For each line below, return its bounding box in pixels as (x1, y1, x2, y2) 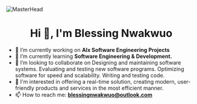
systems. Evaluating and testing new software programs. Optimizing (14, 65, 184, 72)
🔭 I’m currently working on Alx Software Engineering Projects (14, 46, 170, 53)
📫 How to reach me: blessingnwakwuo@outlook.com (14, 91, 152, 98)
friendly (14, 84, 35, 91)
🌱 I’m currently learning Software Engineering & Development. (14, 53, 172, 60)
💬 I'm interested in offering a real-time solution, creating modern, (14, 78, 177, 85)
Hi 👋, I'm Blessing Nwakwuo (30, 27, 173, 40)
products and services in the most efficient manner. (36, 84, 164, 91)
